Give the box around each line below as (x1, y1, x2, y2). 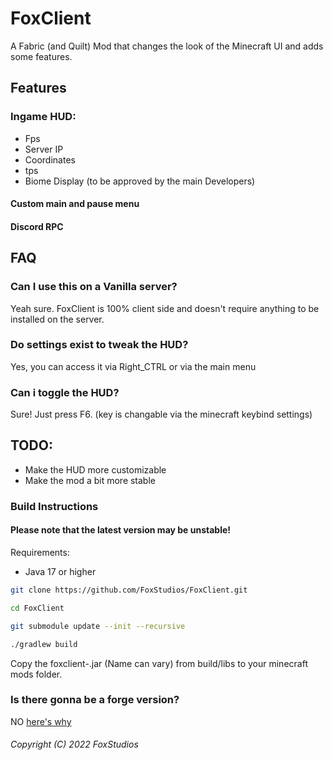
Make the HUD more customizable (24, 463, 167, 476)
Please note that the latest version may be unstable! (10, 524, 232, 536)
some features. (10, 50, 73, 62)
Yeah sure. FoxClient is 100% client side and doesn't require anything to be (10, 302, 320, 314)
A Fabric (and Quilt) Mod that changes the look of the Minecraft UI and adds (10, 40, 324, 52)
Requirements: (10, 547, 70, 559)
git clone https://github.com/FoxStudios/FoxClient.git (10, 585, 248, 596)
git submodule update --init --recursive (10, 621, 186, 631)
